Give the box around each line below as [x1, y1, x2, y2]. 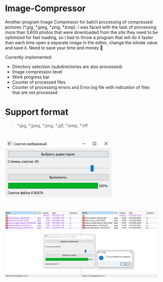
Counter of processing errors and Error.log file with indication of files [12, 84, 150, 90]
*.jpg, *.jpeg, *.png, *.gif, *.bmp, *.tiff [16, 123, 88, 128]
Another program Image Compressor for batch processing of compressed [5, 19, 153, 25]
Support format [5, 106, 69, 118]
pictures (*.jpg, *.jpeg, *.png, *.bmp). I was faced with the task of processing [5, 24, 157, 30]
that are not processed [12, 89, 58, 95]
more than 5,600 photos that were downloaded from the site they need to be [5, 29, 158, 35]
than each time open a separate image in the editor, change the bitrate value [5, 39, 158, 45]
